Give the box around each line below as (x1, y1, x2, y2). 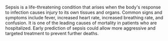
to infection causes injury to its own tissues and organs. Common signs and (5, 9, 162, 15)
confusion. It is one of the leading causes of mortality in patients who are (5, 20, 157, 26)
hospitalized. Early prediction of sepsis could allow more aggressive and (5, 25, 155, 31)
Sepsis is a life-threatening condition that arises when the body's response (5, 4, 161, 10)
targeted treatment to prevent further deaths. (5, 31, 99, 36)
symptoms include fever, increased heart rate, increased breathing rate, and (5, 15, 163, 20)
